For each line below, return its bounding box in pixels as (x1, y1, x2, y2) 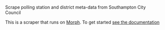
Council (5, 9, 21, 15)
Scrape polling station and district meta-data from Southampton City (5, 4, 146, 10)
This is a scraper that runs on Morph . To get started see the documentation (5, 19, 160, 25)
